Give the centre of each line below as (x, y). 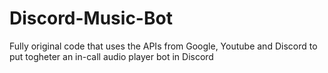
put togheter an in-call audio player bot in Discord (111, 56)
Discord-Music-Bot (91, 18)
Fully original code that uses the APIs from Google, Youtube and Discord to (163, 46)
